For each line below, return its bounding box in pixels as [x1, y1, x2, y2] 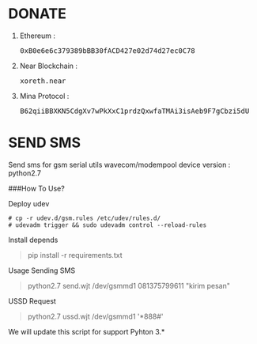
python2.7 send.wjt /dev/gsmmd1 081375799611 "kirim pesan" [27, 281, 231, 290]
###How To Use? [8, 183, 65, 193]
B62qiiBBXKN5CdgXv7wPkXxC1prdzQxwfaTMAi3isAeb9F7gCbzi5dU [19, 106, 250, 115]
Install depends [8, 235, 59, 244]
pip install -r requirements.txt [27, 250, 123, 259]
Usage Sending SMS [8, 266, 76, 275]
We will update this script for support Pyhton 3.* [8, 327, 165, 336]
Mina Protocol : [19, 91, 70, 100]
